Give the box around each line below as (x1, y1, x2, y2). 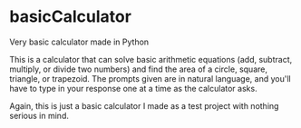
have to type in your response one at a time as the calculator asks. (9, 83, 257, 94)
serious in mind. (9, 110, 70, 121)
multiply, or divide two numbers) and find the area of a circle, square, (9, 64, 267, 74)
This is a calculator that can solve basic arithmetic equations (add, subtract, (9, 54, 293, 64)
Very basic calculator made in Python (9, 36, 150, 47)
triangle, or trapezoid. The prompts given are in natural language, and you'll (9, 73, 292, 84)
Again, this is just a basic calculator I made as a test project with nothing (9, 100, 279, 111)
